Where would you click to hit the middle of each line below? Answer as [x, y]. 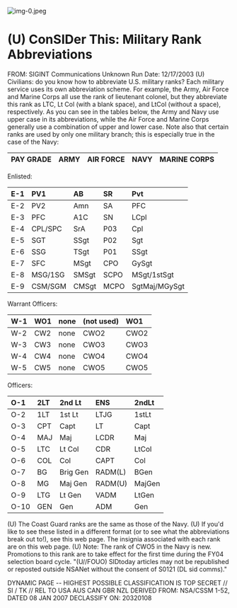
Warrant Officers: [33, 304]
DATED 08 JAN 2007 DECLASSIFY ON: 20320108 [80, 597]
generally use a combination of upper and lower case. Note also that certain [118, 127]
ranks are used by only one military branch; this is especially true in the [111, 134]
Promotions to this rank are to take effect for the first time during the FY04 [116, 554]
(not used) [100, 321]
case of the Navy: [33, 142]
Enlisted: [20, 176]
